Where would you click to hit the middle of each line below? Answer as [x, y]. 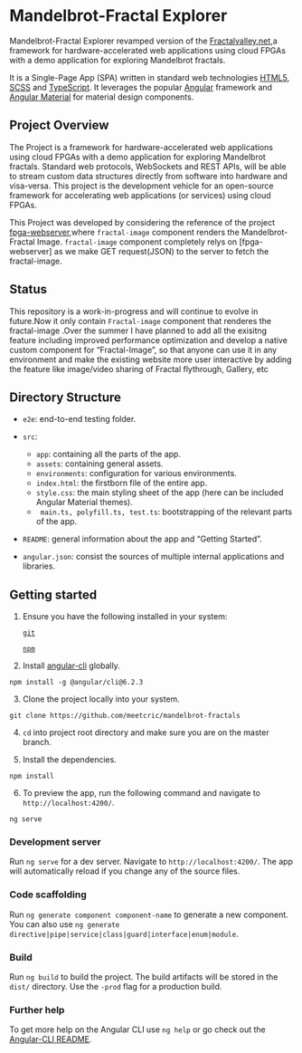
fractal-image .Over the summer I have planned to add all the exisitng [138, 330]
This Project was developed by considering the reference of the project [142, 222]
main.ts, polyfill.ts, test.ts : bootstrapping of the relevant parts [166, 512]
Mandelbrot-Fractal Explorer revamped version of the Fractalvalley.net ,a [143, 41]
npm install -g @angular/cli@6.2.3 [76, 683]
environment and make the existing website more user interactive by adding [151, 359]
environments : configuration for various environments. [136, 474]
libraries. [39, 566]
